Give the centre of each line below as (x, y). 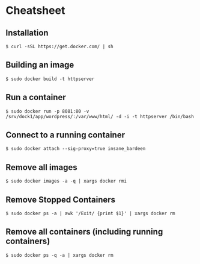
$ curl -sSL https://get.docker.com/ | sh (59, 46)
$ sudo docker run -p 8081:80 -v (47, 111)
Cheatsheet (35, 11)
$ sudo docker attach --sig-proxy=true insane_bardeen (76, 149)
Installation (27, 33)
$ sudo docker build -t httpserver (50, 79)
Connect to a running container (65, 135)
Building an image (40, 65)
